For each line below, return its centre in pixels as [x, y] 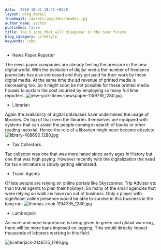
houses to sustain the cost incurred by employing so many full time [72, 90]
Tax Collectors [26, 144]
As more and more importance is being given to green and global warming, [80, 222]
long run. [14, 204]
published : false [22, 28]
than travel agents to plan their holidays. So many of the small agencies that [80, 188]
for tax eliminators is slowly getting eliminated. [51, 164]
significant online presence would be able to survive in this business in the [79, 198]
